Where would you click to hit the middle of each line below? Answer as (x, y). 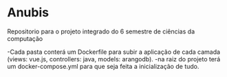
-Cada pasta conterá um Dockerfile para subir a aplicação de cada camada (114, 52)
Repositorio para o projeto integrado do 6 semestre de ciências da (101, 31)
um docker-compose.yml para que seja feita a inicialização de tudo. (103, 66)
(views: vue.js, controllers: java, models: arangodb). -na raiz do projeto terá (114, 59)
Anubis (28, 13)
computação (25, 38)
